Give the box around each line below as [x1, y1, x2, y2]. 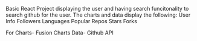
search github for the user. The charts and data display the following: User [5, 11, 191, 18]
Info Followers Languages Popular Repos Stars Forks [5, 18, 137, 24]
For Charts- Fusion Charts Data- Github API [5, 29, 114, 36]
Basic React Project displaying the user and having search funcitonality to [5, 5, 189, 12]
